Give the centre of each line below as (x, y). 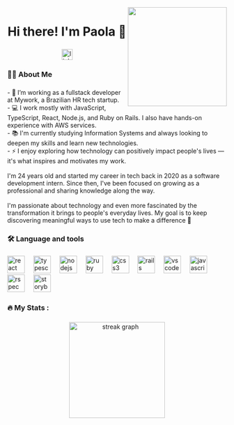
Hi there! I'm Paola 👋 (67, 32)
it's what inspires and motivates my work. (67, 161)
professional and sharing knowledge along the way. (81, 191)
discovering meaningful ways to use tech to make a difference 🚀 (99, 220)
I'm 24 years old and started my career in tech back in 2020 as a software (114, 176)
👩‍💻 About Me (30, 75)
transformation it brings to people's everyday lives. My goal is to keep (107, 213)
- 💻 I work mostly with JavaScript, (57, 107)
